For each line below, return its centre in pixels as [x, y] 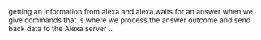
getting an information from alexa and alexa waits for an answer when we [131, 12]
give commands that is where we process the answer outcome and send [130, 20]
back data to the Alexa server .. [61, 28]
